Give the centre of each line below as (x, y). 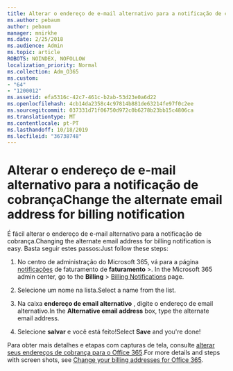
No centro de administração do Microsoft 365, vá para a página (108, 262)
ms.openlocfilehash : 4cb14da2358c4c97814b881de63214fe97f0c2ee (101, 104)
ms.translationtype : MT (42, 117)
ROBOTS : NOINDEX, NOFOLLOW (46, 59)
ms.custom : (23, 78)
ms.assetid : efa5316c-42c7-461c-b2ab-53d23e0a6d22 (82, 98)
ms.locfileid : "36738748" (44, 136)
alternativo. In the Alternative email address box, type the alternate (113, 311)
